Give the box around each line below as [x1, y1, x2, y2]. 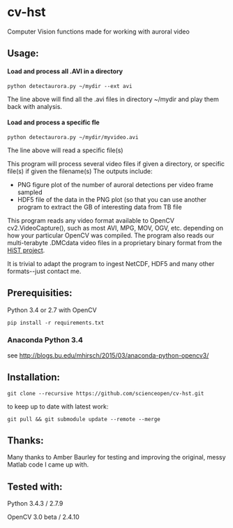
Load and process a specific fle [7, 118, 100, 126]
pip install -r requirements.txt [7, 319, 105, 326]
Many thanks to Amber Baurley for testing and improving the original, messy [7, 453, 226, 462]
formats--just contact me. [7, 267, 82, 275]
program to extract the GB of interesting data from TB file [17, 203, 183, 211]
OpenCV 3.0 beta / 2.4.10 [7, 513, 80, 521]
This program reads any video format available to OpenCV [7, 216, 174, 224]
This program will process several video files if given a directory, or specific [7, 159, 225, 168]
